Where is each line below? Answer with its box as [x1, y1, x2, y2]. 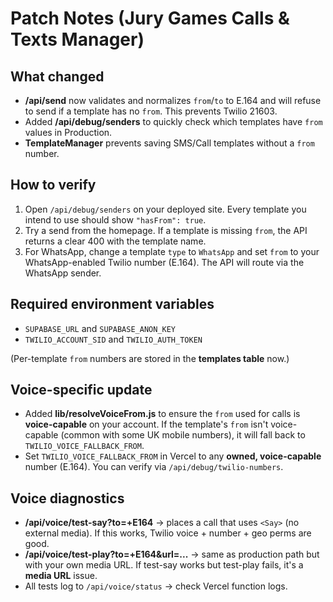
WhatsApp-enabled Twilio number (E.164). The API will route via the [24, 256, 305, 268]
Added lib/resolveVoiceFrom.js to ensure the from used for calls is [24, 408, 301, 420]
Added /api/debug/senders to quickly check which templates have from [24, 116, 323, 127]
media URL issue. [24, 570, 98, 582]
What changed [10, 68, 105, 85]
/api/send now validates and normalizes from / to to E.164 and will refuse [24, 95, 322, 106]
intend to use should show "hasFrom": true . [24, 213, 207, 226]
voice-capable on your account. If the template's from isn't [24, 418, 269, 431]
